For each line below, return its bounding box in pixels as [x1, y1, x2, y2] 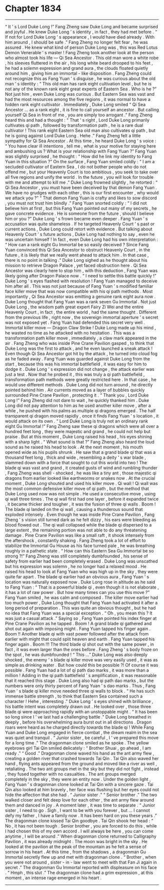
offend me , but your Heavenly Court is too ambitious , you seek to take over [5, 169, 159, 175]
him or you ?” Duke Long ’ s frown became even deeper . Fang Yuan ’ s [5, 215, 148, 221]
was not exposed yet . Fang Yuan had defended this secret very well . [5, 319, 145, 325]
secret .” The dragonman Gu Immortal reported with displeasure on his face [5, 864, 157, 870]
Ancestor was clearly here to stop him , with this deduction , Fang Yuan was [5, 267, 158, 274]
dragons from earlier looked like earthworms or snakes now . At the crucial [5, 475, 155, 481]
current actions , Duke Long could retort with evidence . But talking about [5, 226, 153, 232]
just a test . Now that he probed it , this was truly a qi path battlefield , [5, 371, 145, 377]
